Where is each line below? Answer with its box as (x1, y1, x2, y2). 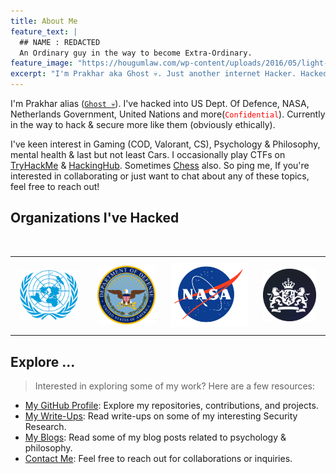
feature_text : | (10, 26, 78, 37)
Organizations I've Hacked (10, 210, 180, 227)
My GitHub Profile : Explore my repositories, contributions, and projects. (24, 400, 319, 412)
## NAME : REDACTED (19, 37, 101, 47)
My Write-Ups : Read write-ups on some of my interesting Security (24, 410, 298, 422)
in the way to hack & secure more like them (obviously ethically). (10, 119, 276, 130)
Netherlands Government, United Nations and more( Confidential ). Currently (10, 108, 326, 120)
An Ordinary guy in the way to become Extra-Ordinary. (19, 48, 253, 58)
